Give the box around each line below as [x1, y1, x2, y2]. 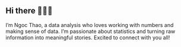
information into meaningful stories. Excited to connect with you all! [5, 33, 170, 41]
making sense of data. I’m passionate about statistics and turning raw [5, 28, 176, 35]
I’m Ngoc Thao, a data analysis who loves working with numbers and [5, 21, 174, 28]
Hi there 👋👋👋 [5, 6, 53, 16]
